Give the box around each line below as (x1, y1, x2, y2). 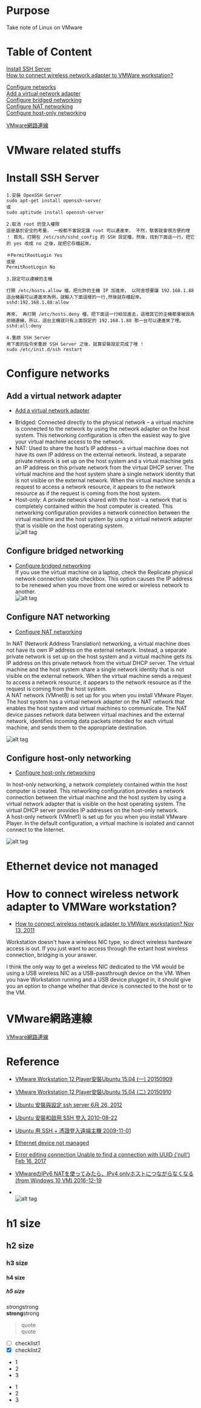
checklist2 (15, 1346, 41, 1353)
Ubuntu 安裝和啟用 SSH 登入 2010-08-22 (15, 1114, 118, 1121)
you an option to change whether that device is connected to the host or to (6, 982, 193, 989)
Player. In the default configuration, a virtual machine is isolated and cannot (6, 819, 195, 827)
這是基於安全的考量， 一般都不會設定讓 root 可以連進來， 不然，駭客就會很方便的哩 (6, 228, 191, 234)
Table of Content (6, 45, 93, 59)
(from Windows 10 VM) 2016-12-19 (15, 1177, 102, 1184)
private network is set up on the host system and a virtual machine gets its (6, 652, 192, 660)
